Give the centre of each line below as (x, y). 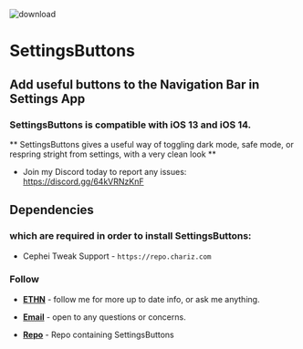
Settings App (47, 99)
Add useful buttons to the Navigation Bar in (135, 84)
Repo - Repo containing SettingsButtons (99, 334)
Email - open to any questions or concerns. (104, 317)
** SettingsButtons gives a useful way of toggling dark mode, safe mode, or (151, 144)
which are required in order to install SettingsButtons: (131, 236)
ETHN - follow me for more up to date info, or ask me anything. (141, 299)
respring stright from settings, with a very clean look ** (113, 154)
